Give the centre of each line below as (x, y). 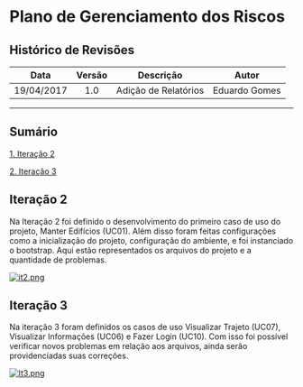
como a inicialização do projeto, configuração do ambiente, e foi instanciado (151, 240)
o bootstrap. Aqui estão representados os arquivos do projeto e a (130, 250)
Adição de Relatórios (160, 90)
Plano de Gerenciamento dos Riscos (147, 17)
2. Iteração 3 (33, 171)
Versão (92, 75)
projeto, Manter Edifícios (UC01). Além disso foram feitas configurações (143, 231)
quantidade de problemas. (58, 260)
